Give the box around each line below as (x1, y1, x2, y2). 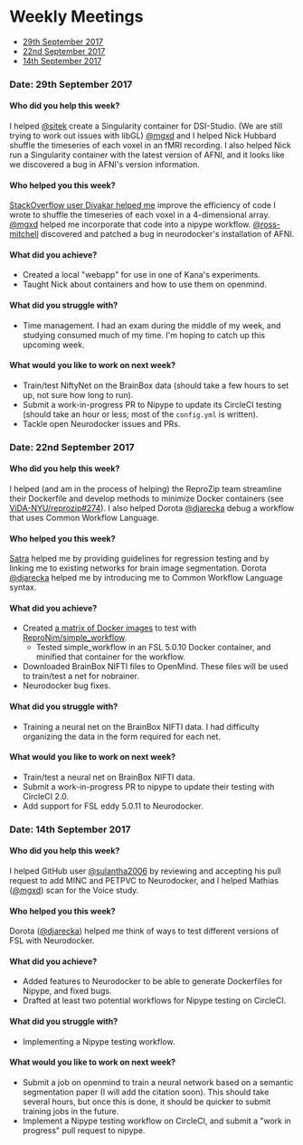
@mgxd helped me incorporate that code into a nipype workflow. (9, 219, 251, 230)
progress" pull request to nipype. (22, 1124, 146, 1136)
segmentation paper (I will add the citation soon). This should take (22, 1086, 270, 1097)
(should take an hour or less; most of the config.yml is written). (22, 409, 259, 420)
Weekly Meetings (9, 6, 144, 27)
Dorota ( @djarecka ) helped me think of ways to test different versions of (9, 925, 279, 937)
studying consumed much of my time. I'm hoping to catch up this (22, 329, 265, 340)
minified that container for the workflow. (35, 651, 185, 662)
